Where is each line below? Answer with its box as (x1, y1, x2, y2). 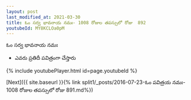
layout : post (6, 8, 38, 15)
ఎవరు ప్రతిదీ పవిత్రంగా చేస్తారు (14, 54, 76, 62)
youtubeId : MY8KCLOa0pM (6, 25, 65, 31)
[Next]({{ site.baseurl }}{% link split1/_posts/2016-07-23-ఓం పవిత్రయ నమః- (6, 79, 186, 86)
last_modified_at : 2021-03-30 (6, 14, 81, 20)
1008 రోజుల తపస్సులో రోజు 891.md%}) (6, 86, 93, 93)
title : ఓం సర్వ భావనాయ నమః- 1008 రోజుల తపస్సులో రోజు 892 (6, 20, 146, 25)
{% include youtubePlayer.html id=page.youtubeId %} (6, 67, 138, 75)
